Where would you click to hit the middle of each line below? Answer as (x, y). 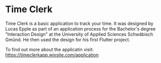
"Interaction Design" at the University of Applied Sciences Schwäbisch (79, 34)
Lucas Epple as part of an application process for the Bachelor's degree (80, 28)
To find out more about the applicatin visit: (50, 49)
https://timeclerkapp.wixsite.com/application (52, 55)
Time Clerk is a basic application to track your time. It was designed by (79, 23)
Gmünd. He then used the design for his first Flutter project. (68, 40)
